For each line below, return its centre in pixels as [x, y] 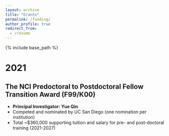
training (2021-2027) [34, 128]
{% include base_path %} [32, 48]
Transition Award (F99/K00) [50, 94]
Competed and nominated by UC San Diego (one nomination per [79, 112]
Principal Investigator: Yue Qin [45, 107]
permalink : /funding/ [28, 19]
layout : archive [22, 10]
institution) [24, 117]
